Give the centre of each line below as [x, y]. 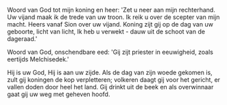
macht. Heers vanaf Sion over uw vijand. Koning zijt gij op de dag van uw [110, 24]
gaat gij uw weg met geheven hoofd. [59, 94]
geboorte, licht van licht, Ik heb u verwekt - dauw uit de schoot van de [106, 31]
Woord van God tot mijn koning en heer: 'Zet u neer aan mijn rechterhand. [111, 10]
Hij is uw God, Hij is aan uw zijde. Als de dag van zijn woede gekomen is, [110, 72]
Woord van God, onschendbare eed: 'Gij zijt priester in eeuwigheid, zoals [110, 52]
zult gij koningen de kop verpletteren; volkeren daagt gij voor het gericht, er [114, 80]
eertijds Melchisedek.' [38, 59]
